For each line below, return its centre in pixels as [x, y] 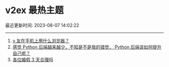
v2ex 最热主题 [34, 10]
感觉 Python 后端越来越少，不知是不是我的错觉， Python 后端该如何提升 [87, 47]
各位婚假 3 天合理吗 [33, 59]
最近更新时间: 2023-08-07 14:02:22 [42, 25]
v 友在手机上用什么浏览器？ [41, 40]
